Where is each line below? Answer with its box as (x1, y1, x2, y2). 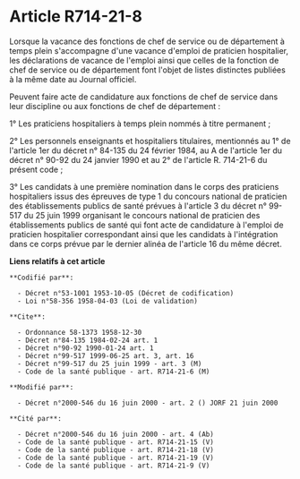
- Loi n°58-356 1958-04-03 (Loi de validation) (17, 296, 199, 305)
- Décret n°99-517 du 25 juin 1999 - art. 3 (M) (17, 359, 202, 368)
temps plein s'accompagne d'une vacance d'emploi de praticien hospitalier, (9, 45, 289, 56)
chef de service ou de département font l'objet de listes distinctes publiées (9, 64, 287, 75)
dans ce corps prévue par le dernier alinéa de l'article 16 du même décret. (9, 238, 282, 249)
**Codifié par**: (9, 273, 74, 282)
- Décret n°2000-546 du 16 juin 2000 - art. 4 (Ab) (17, 430, 215, 439)
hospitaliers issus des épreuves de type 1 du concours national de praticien (9, 191, 287, 201)
